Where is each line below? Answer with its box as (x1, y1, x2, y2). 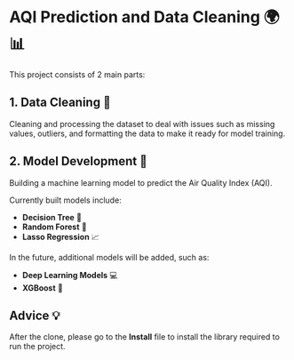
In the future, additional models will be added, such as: (9, 252, 210, 262)
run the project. (9, 341, 66, 352)
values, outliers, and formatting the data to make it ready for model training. (9, 128, 286, 139)
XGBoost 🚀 (21, 282, 64, 293)
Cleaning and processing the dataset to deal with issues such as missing (9, 118, 275, 129)
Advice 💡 (9, 308, 60, 323)
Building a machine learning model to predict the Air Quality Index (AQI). (9, 177, 273, 188)
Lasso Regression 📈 (21, 231, 100, 242)
